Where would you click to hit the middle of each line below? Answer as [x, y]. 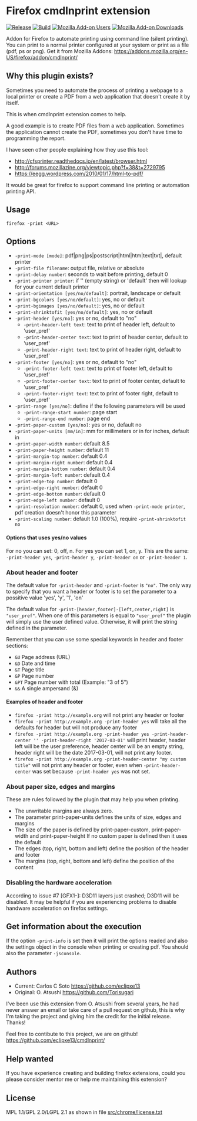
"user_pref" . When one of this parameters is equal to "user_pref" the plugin [98, 615]
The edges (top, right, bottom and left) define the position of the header [101, 848]
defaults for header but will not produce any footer [76, 727]
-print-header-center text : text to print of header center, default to [106, 337]
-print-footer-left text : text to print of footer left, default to [98, 368]
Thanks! [16, 1022]
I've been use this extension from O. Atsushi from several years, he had [93, 1004]
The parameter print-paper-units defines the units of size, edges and [98, 817]
